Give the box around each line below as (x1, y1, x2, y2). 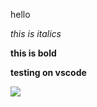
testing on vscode (10, 67, 87, 78)
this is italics (10, 28, 62, 39)
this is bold (10, 47, 57, 59)
